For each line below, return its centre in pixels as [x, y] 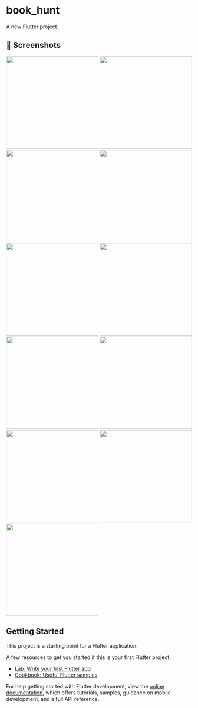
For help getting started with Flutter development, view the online [85, 686]
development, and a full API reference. [53, 699]
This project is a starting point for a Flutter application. [72, 645]
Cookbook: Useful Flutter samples [56, 675]
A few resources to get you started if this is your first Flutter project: [88, 657]
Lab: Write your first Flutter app [53, 668]
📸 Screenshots [34, 45]
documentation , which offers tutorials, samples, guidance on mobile [88, 693]
